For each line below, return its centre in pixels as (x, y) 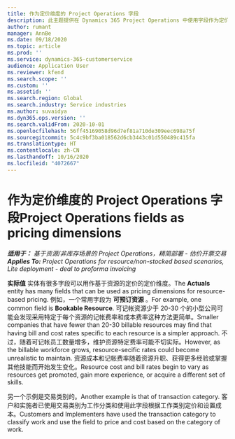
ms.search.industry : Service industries (67, 105)
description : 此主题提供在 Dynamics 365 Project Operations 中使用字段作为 (113, 20)
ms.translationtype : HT (42, 144)
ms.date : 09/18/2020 (37, 40)
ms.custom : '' (28, 85)
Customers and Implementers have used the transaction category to (118, 414)
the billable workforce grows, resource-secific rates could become (103, 349)
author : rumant (29, 27)
